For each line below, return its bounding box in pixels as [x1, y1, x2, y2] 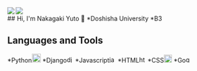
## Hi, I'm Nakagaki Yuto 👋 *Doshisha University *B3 [7, 14, 163, 22]
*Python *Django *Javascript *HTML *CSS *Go [7, 56, 186, 64]
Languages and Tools [7, 34, 103, 46]
